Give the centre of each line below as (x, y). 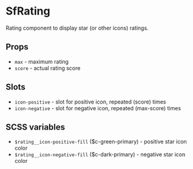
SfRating (28, 11)
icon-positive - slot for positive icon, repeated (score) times (90, 102)
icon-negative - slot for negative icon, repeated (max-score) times (98, 108)
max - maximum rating (42, 61)
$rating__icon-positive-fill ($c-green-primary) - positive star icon (101, 142)
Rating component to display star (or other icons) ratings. (77, 28)
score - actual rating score (47, 68)
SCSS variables (36, 127)
